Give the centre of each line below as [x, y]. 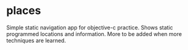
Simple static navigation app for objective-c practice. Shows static [90, 27]
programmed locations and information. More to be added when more [94, 34]
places [24, 11]
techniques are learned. [36, 40]
